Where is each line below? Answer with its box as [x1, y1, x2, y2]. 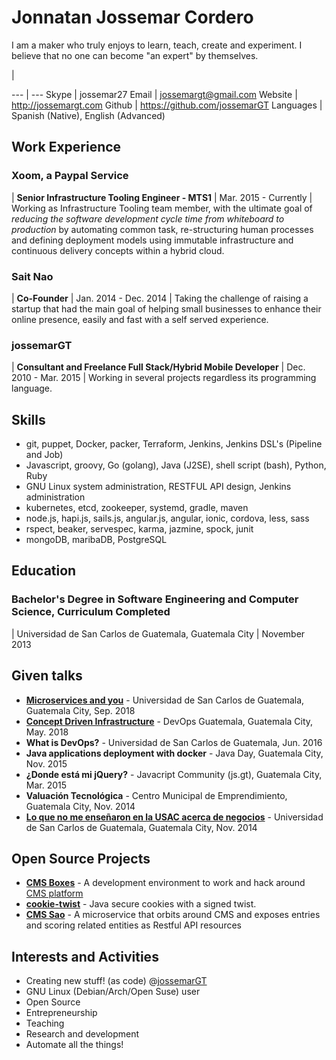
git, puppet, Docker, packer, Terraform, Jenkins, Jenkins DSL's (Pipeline [25, 438, 323, 450]
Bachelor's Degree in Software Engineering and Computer [11, 592, 299, 606]
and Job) [25, 449, 64, 461]
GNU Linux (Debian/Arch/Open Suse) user [25, 986, 201, 998]
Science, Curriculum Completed [11, 605, 171, 619]
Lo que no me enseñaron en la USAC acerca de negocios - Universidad [25, 811, 324, 823]
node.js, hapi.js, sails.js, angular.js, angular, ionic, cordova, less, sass [25, 512, 310, 525]
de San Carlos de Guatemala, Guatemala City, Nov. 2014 [25, 821, 258, 833]
